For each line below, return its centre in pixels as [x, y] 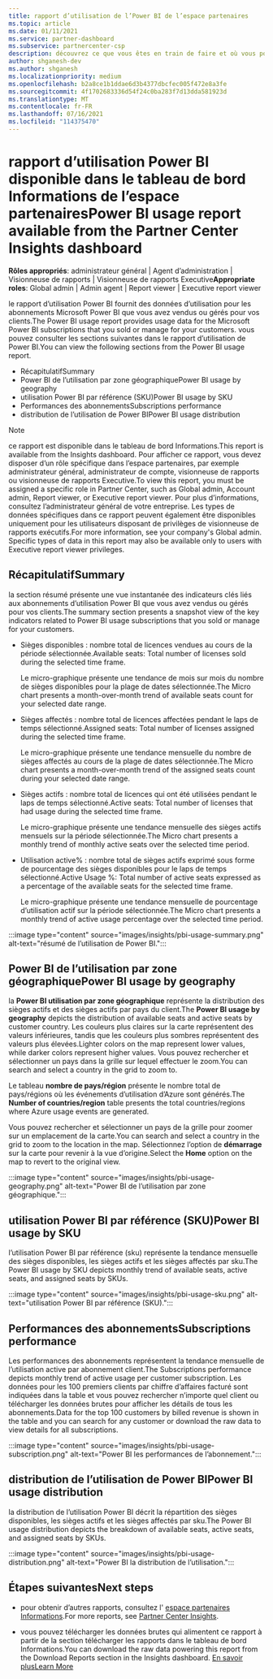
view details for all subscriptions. [63, 1430]
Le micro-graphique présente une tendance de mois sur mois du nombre [142, 677]
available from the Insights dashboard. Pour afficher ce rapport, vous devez [135, 454]
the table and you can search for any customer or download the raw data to [135, 1422]
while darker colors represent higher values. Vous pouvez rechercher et [129, 1053]
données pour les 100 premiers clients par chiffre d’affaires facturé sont [128, 1387]
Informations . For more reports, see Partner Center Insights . [119, 1616]
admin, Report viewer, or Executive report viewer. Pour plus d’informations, [134, 497]
